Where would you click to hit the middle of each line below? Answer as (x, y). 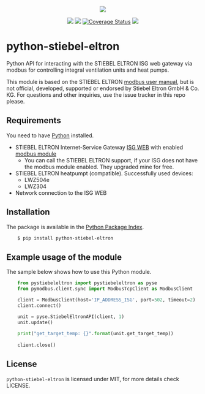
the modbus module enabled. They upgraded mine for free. (99, 167)
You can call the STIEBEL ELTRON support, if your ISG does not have (111, 160)
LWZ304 (35, 186)
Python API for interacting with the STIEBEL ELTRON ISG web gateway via (99, 63)
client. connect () (39, 305)
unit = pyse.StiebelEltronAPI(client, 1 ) (71, 316)
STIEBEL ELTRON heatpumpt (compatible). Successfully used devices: (104, 173)
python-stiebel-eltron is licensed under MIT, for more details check (93, 379)
